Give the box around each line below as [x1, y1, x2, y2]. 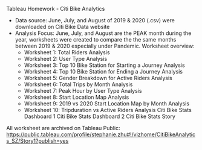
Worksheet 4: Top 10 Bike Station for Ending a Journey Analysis [24, 68, 183, 75]
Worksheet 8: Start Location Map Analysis [24, 93, 129, 101]
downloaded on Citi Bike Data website [15, 23, 110, 30]
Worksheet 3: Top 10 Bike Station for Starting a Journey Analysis [24, 61, 186, 69]
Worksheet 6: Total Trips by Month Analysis [24, 81, 133, 88]
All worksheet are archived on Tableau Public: [6, 125, 120, 131]
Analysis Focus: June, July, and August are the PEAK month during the [15, 30, 192, 37]
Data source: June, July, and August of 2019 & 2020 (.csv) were [15, 17, 175, 23]
